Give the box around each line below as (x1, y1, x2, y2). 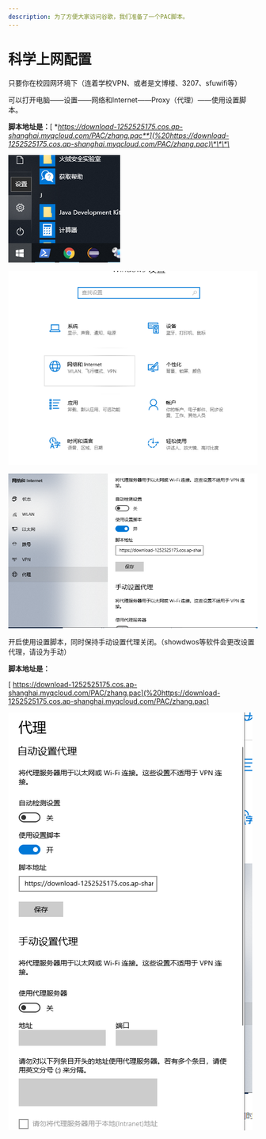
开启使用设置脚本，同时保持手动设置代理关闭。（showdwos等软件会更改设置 (8, 637, 255, 647)
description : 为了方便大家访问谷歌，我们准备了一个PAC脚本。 (8, 13, 189, 21)
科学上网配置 (8, 50, 93, 68)
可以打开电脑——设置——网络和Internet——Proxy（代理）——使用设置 (8, 95, 240, 105)
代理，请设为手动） (8, 647, 71, 657)
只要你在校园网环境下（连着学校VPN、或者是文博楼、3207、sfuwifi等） (8, 78, 242, 87)
